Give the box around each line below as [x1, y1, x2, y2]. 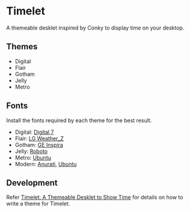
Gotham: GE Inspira [14, 141, 63, 148]
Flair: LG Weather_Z [14, 134, 64, 142]
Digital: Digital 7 [14, 128, 54, 136]
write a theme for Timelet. [6, 200, 70, 207]
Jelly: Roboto [14, 148, 48, 155]
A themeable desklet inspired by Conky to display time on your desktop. [6, 24, 185, 31]
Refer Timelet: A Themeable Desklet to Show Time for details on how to [6, 194, 183, 201]
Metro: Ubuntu [14, 154, 51, 161]
